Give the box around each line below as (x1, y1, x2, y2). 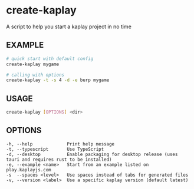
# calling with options (6, 72, 65, 78)
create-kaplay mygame (6, 61, 60, 67)
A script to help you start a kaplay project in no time (6, 23, 131, 30)
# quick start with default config (6, 55, 94, 62)
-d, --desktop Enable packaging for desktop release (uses (6, 151, 178, 157)
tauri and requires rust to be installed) (6, 157, 112, 163)
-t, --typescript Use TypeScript (6, 146, 104, 152)
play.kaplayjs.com (6, 167, 51, 173)
